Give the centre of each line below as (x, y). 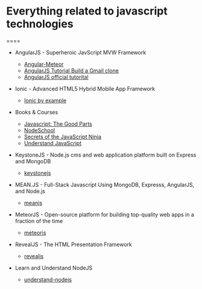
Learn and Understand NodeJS (54, 268)
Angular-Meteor (44, 64)
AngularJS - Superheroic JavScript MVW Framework (80, 52)
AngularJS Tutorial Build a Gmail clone (71, 70)
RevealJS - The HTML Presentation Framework (74, 244)
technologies (40, 24)
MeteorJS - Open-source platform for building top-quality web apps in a (105, 214)
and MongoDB (33, 161)
